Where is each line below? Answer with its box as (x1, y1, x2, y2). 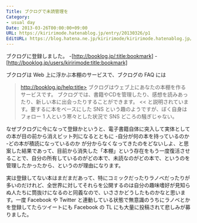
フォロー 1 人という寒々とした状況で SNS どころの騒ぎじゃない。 (20, 113, 178, 120)
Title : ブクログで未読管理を (6, 8, 69, 15)
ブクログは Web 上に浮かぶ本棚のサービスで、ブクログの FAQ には (6, 71, 166, 78)
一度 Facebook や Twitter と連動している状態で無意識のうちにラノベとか (15, 197, 191, 203)
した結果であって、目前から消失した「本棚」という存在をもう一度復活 (11, 147, 181, 154)
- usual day (6, 19, 35, 25)
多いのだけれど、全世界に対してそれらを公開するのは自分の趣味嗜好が (6, 182, 175, 188)
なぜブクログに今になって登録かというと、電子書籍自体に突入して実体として (6, 125, 191, 132)
